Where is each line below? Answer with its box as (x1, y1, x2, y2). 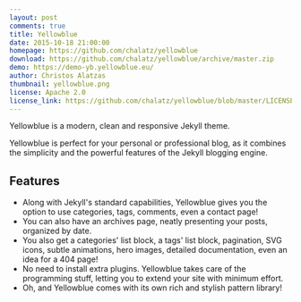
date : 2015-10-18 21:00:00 (9, 38, 110, 47)
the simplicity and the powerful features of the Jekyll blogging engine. (9, 147, 269, 158)
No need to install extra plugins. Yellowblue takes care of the (21, 264, 246, 274)
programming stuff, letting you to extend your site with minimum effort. (21, 273, 284, 284)
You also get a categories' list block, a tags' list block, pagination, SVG (21, 235, 282, 246)
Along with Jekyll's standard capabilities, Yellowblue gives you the (21, 197, 268, 208)
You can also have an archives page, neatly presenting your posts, (21, 216, 268, 227)
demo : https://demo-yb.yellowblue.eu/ (9, 63, 154, 72)
